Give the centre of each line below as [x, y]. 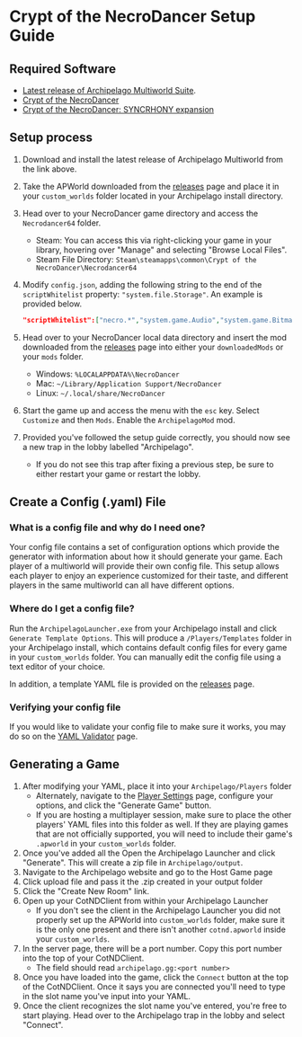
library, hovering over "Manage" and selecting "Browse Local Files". [161, 250]
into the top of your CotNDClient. [83, 958]
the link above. [49, 169]
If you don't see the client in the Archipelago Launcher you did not [158, 910]
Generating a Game [64, 764]
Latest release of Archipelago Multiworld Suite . [109, 90]
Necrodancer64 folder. [62, 223]
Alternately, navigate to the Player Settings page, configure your [155, 795]
